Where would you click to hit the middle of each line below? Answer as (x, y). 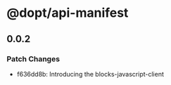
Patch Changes (33, 59)
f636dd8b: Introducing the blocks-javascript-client (90, 74)
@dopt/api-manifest (68, 13)
